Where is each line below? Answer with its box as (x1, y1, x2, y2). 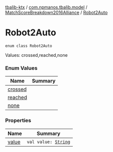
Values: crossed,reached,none (5, 52, 68, 58)
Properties (5, 117, 31, 124)
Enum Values (5, 64, 38, 71)
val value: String (26, 139, 71, 145)
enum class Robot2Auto (5, 43, 52, 48)
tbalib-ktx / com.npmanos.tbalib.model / (5, 4, 88, 10)
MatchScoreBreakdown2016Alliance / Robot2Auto (5, 9, 108, 15)
